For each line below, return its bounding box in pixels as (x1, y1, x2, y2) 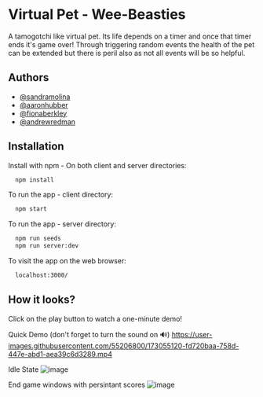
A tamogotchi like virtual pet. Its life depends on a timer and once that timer (8, 31, 252, 41)
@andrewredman (19, 116, 76, 127)
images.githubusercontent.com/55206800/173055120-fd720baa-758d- (8, 340, 239, 351)
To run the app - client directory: (8, 190, 114, 200)
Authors (8, 71, 49, 84)
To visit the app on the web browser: (8, 256, 127, 266)
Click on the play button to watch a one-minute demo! (8, 314, 183, 323)
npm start (15, 205, 47, 213)
